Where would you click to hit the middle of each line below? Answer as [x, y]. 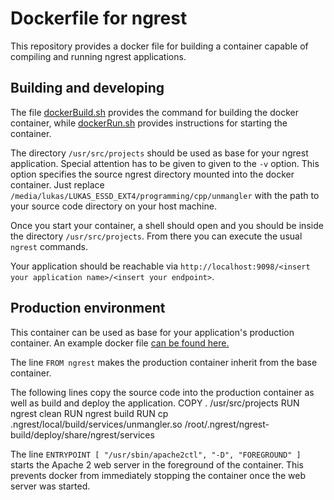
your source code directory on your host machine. [113, 206]
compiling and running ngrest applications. [98, 56]
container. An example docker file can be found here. [120, 343]
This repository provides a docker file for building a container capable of [159, 46]
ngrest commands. [49, 246]
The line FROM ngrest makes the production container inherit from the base [164, 362]
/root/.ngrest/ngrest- [227, 424]
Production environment [88, 308]
